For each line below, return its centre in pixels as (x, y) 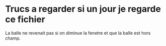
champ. (13, 38)
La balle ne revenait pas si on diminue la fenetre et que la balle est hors (78, 33)
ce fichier (25, 19)
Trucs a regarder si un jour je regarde (83, 9)
